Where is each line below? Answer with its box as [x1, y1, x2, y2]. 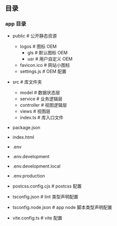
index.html [12, 134, 34, 140]
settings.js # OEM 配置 [19, 68, 66, 74]
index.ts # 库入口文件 [19, 114, 63, 120]
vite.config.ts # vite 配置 [12, 215, 62, 221]
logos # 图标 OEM [19, 43, 57, 49]
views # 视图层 [19, 108, 51, 114]
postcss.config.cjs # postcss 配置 [12, 183, 82, 189]
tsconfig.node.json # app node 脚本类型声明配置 [12, 204, 112, 210]
